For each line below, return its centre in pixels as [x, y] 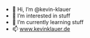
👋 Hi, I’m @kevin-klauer [41, 9]
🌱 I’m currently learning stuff [48, 22]
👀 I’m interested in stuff [41, 16]
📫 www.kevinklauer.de [41, 29]
